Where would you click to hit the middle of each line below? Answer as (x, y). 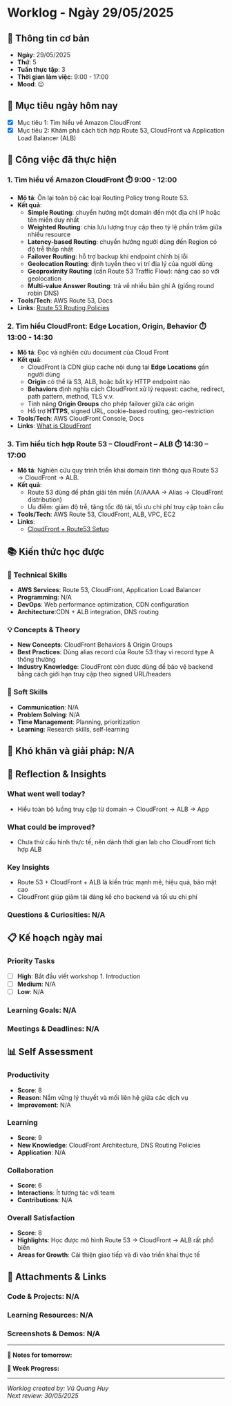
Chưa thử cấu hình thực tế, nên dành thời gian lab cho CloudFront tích (116, 842)
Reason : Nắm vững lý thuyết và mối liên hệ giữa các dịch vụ (103, 1097)
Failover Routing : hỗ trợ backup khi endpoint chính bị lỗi (108, 256)
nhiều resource (49, 234)
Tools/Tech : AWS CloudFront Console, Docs (80, 418)
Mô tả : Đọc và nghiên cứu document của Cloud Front (93, 352)
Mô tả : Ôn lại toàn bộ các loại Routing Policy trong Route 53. (103, 198)
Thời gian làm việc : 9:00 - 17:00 (63, 77)
